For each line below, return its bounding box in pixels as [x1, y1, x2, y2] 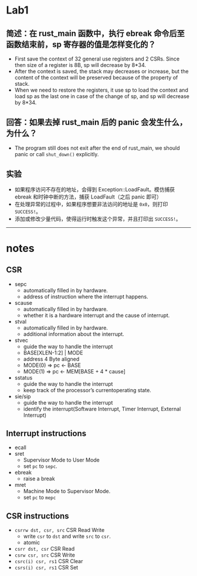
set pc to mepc [23, 494, 56, 501]
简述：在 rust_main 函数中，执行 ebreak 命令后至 [6, 28, 185, 38]
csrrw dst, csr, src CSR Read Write [14, 527, 105, 534]
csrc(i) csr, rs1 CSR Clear [14, 558, 83, 565]
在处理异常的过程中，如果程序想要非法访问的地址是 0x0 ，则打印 [14, 200, 168, 207]
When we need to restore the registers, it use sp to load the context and [14, 86, 189, 93]
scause [14, 299, 33, 306]
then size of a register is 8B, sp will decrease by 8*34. [14, 62, 147, 68]
